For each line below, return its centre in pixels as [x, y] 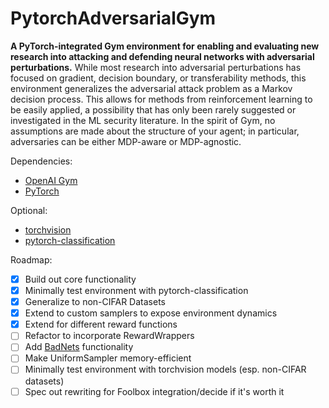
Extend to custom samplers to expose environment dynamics [151, 313]
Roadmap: [31, 259]
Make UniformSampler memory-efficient [108, 358]
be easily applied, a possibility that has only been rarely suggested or [153, 109]
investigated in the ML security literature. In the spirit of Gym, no [143, 120]
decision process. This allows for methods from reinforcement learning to [161, 99]
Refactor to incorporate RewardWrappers [109, 336]
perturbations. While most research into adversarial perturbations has [156, 67]
